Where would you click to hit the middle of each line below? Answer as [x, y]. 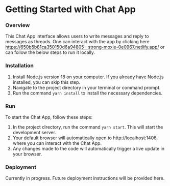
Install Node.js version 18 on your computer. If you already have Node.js [88, 77]
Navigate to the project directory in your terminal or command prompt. [87, 87]
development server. [34, 133]
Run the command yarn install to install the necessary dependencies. [87, 93]
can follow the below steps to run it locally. [50, 52]
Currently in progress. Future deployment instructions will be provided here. [85, 178]
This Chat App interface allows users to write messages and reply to [77, 36]
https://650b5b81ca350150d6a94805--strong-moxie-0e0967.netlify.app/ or [85, 47]
